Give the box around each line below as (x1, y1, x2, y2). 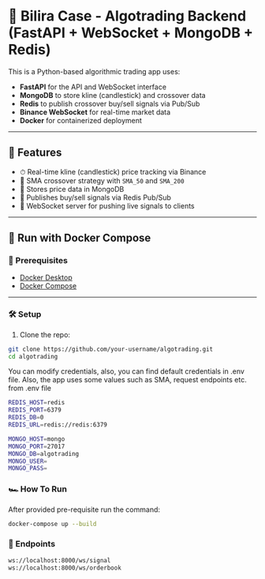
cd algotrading (8, 352, 58, 360)
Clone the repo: (19, 329, 71, 339)
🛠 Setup (8, 309, 42, 320)
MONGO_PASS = (8, 464, 47, 472)
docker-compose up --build (8, 520, 97, 528)
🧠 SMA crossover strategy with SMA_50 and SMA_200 (19, 175, 185, 185)
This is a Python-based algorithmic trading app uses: (8, 66, 181, 76)
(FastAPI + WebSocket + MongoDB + (8, 24, 254, 42)
